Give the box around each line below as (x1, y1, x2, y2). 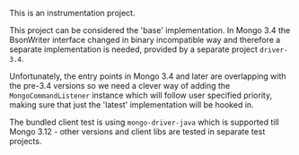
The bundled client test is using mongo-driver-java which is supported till (9, 116, 280, 127)
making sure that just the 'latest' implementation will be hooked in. (9, 99, 254, 110)
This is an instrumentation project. (9, 8, 136, 18)
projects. (9, 136, 42, 146)
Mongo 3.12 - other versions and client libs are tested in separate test (9, 126, 266, 137)
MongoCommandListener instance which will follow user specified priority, (9, 90, 272, 100)
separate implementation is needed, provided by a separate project (9, 44, 259, 55)
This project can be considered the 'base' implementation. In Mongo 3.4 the (9, 25, 291, 35)
